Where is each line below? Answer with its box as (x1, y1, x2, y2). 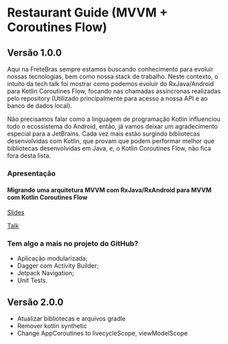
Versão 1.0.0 (7, 47, 62, 58)
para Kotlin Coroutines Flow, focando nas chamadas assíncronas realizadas (7, 87, 221, 95)
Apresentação (7, 169, 56, 178)
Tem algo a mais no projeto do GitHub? (7, 239, 139, 248)
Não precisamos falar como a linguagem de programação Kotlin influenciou (7, 115, 221, 123)
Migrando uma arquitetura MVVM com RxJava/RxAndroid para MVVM (7, 186, 212, 194)
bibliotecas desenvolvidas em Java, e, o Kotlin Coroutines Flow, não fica (7, 144, 212, 152)
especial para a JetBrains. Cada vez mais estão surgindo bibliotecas (7, 129, 201, 138)
